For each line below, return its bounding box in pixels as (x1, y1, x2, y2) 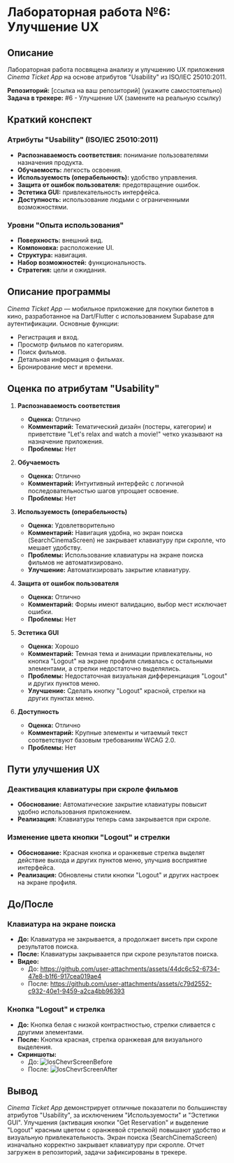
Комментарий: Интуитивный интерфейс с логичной (27, 479, 184, 488)
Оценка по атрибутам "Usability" (7, 383, 160, 395)
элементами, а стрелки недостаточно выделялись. (27, 664, 182, 673)
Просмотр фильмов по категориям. (17, 340, 124, 349)
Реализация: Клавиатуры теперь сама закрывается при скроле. (17, 815, 212, 824)
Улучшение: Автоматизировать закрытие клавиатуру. (27, 565, 191, 573)
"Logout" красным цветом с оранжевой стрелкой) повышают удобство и (7, 1126, 226, 1134)
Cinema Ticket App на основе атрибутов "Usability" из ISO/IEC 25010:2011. (7, 73, 227, 81)
